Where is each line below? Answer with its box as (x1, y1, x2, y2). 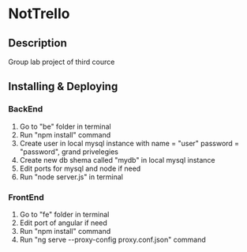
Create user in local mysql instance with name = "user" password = (19, 138, 239, 148)
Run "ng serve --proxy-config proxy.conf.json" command (19, 235, 207, 244)
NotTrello (8, 5, 70, 23)
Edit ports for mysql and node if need (19, 164, 141, 173)
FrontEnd (8, 191, 45, 202)
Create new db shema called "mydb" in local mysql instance (19, 155, 215, 164)
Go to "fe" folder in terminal (19, 209, 110, 219)
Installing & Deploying (8, 80, 118, 93)
